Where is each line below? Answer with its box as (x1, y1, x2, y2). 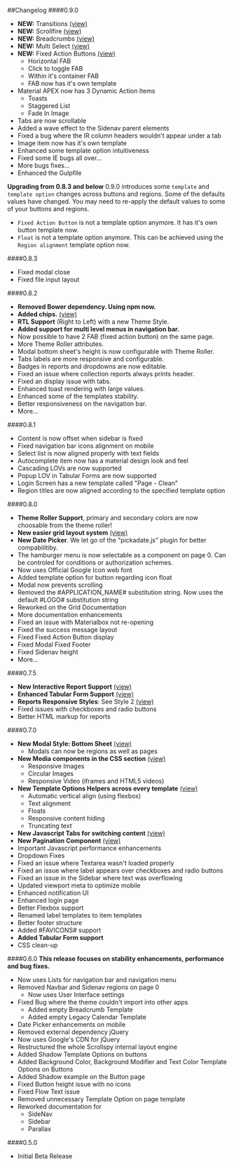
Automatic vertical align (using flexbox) (27, 792, 142, 800)
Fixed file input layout (17, 275, 80, 284)
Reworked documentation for (17, 1102, 102, 1111)
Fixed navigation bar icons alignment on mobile (17, 442, 154, 450)
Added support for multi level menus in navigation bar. (17, 325, 180, 333)
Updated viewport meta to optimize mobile (17, 881, 141, 889)
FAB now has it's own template (27, 79, 117, 87)
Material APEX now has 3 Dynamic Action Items (17, 87, 156, 95)
